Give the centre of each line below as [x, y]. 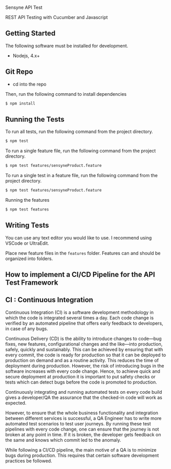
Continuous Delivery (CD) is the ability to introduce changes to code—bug [84, 338]
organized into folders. [29, 259]
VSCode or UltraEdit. [27, 243]
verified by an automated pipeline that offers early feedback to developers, [84, 323]
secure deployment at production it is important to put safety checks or [80, 376]
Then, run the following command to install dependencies [66, 94]
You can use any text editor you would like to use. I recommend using [79, 238]
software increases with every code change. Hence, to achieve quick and [83, 371]
